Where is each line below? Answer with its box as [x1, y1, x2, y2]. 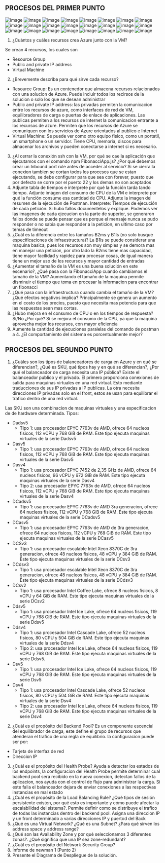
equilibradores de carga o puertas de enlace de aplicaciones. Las [12, 112, 145, 118]
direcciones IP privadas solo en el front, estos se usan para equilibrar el [12, 390, 158, 396]
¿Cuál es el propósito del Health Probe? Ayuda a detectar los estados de [12, 763, 159, 769]
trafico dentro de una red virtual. [12, 395, 78, 401]
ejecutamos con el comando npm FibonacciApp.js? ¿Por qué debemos [12, 158, 156, 164]
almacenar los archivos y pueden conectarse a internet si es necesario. [12, 143, 158, 150]
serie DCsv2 [19, 598, 45, 604]
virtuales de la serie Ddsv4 [19, 640, 74, 646]
